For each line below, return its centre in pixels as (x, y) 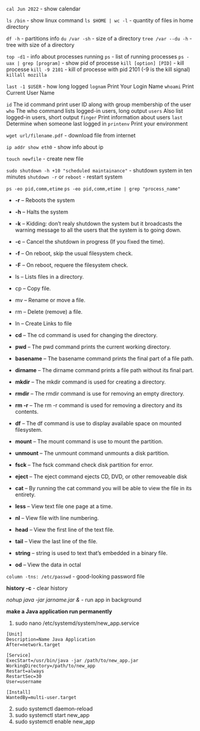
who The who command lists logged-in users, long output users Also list (95, 111)
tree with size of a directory (40, 45)
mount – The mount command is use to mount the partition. (89, 441)
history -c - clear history (37, 588)
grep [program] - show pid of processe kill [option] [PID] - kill (103, 63)
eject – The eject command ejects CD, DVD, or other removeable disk (101, 476)
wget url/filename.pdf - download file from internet (71, 135)
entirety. (25, 495)
